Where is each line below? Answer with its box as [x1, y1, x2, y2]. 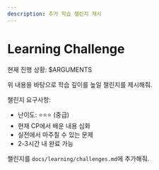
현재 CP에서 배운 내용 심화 [17, 121, 90, 130]
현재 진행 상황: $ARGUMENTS [7, 65, 93, 74]
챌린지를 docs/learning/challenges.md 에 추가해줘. [7, 154, 150, 163]
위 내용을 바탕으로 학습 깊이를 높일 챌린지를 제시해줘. [7, 80, 153, 89]
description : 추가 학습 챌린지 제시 [7, 10, 102, 18]
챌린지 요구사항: [7, 95, 52, 103]
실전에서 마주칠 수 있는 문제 [17, 130, 94, 139]
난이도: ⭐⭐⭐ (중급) [17, 110, 69, 119]
